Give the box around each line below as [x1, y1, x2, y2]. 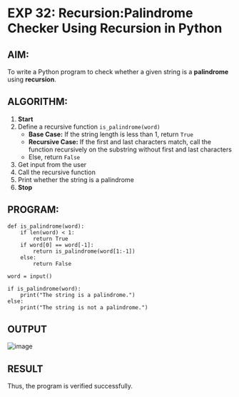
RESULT [7, 363, 44, 375]
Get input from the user [17, 160, 87, 169]
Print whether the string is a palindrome [17, 175, 134, 184]
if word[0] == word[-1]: [20, 241, 94, 248]
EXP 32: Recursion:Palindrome [7, 5, 193, 21]
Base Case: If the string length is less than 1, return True [28, 130, 194, 139]
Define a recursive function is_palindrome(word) [17, 122, 161, 131]
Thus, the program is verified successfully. [7, 382, 133, 391]
